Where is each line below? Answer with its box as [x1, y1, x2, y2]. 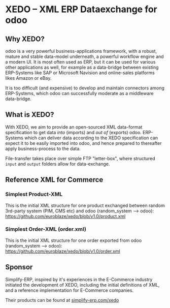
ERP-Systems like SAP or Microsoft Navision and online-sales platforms [5, 70, 155, 76]
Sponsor [5, 263, 33, 271]
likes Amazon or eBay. [5, 75, 52, 81]
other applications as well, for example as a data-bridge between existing [5, 65, 159, 70]
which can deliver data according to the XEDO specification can [24, 135, 158, 141]
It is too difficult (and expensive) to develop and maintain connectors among [5, 85, 165, 91]
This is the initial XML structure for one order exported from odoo [5, 237, 142, 243]
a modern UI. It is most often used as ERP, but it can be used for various [5, 59, 156, 65]
